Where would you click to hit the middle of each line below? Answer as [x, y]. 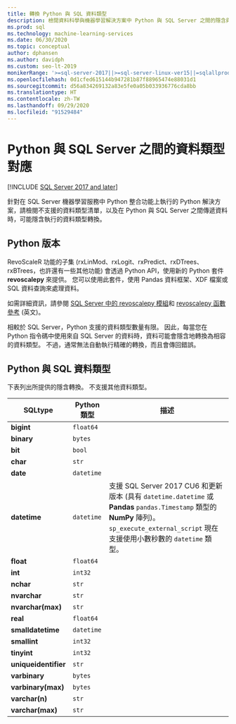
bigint [21, 427]
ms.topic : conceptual [39, 47]
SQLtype [38, 410]
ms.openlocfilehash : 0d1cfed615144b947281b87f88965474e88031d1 [102, 79]
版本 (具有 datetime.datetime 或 [161, 496]
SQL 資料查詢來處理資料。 [45, 288]
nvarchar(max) [36, 607]
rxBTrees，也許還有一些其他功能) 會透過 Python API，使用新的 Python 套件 [116, 270]
